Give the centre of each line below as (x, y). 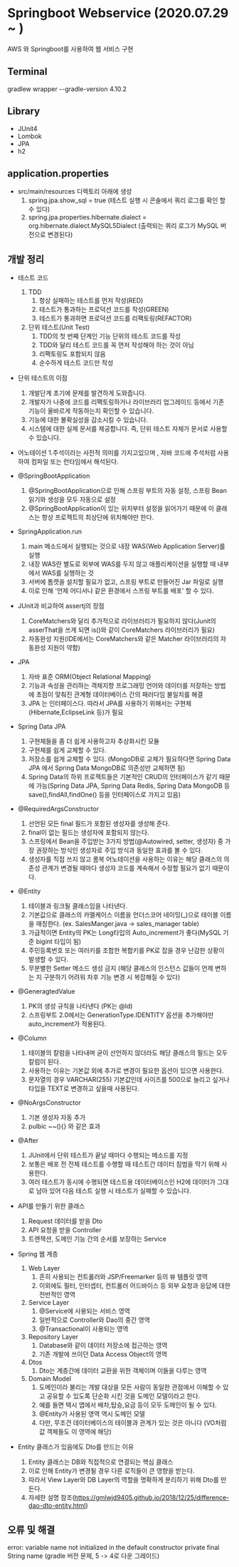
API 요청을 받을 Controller (65, 1230)
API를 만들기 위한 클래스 (51, 1206)
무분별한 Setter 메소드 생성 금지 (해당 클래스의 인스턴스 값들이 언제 (121, 968)
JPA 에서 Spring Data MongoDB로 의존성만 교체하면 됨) (107, 768)
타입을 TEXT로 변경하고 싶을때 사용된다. (84, 1088)
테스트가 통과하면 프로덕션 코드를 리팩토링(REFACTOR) (115, 318)
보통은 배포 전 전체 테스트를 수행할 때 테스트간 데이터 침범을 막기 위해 (124, 1164)
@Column (32, 1038)
